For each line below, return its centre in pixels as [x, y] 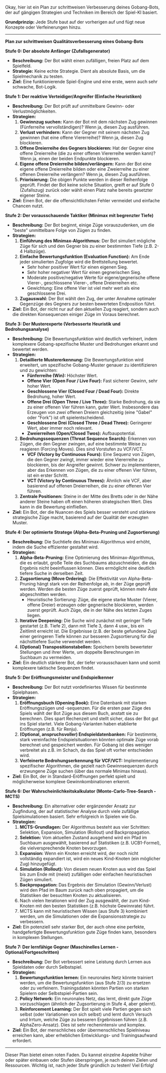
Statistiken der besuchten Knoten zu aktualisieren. [71, 895]
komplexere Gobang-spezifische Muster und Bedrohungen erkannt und [85, 344]
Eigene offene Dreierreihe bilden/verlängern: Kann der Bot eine [85, 164]
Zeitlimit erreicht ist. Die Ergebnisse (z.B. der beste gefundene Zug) [88, 631]
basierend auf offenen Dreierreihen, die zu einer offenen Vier [89, 486]
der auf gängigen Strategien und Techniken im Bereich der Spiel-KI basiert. [82, 12]
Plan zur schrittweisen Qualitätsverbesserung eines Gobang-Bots [74, 41]
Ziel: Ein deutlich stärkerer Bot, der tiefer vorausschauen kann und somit [86, 663]
